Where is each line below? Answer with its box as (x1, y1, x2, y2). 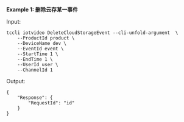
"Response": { (17, 95, 53, 101)
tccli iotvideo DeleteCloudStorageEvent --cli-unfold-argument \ (6, 30, 179, 36)
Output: (6, 78, 26, 84)
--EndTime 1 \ (17, 56, 53, 63)
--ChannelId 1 (17, 67, 53, 73)
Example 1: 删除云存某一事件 (6, 6, 78, 13)
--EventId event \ (17, 46, 64, 52)
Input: (6, 18, 21, 25)
